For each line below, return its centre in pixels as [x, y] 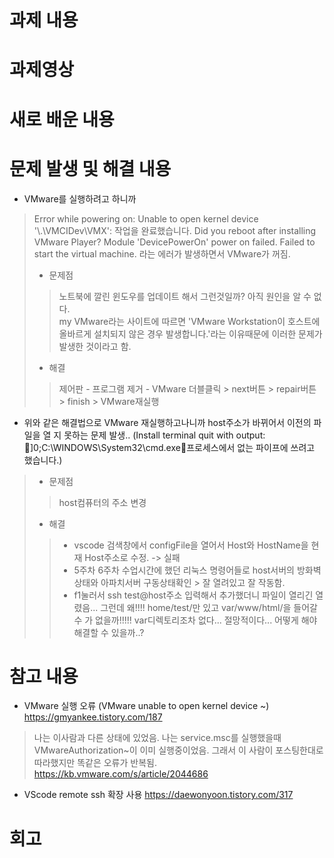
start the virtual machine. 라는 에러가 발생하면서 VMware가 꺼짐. [162, 253]
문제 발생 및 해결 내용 [90, 168]
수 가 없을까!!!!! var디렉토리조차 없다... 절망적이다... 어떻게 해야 [195, 620]
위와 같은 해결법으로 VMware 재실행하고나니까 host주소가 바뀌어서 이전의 [167, 422]
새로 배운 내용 [62, 119]
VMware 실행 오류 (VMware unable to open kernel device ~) [146, 706]
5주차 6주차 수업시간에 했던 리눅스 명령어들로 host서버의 [184, 570]
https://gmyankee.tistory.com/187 [93, 717]
